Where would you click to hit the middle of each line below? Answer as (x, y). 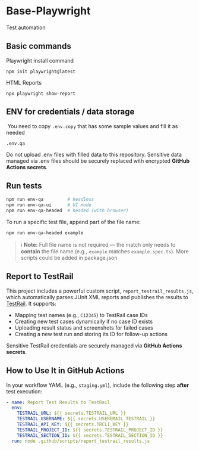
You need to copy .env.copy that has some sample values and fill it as (93, 126)
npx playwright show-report (41, 94)
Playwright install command (40, 60)
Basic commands (39, 46)
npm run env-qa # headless (50, 200)
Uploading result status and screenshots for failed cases (84, 328)
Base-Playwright (48, 11)
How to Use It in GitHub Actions (65, 371)
